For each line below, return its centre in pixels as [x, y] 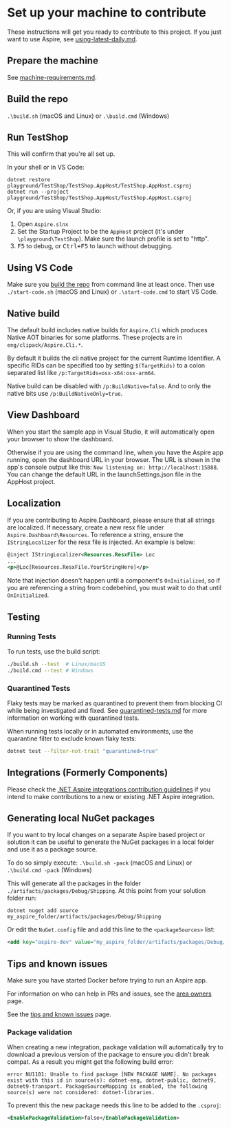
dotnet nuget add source [43, 911]
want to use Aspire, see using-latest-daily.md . [72, 39]
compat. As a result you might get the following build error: [90, 1062]
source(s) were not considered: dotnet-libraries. [81, 1093]
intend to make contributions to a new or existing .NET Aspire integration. [111, 796]
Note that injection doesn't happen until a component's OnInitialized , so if [114, 581]
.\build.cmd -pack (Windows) [49, 870]
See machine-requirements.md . [52, 77]
